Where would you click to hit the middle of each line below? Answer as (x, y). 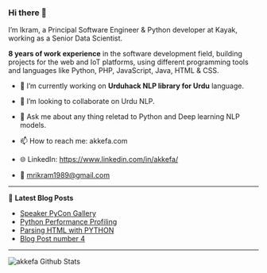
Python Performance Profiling (68, 222)
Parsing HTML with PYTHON (67, 230)
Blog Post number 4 (52, 239)
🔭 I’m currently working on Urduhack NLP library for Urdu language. (132, 86)
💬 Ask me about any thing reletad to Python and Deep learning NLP (130, 117)
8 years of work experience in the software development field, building (125, 54)
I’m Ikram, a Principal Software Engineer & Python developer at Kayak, (123, 30)
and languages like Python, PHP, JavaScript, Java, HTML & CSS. (114, 71)
